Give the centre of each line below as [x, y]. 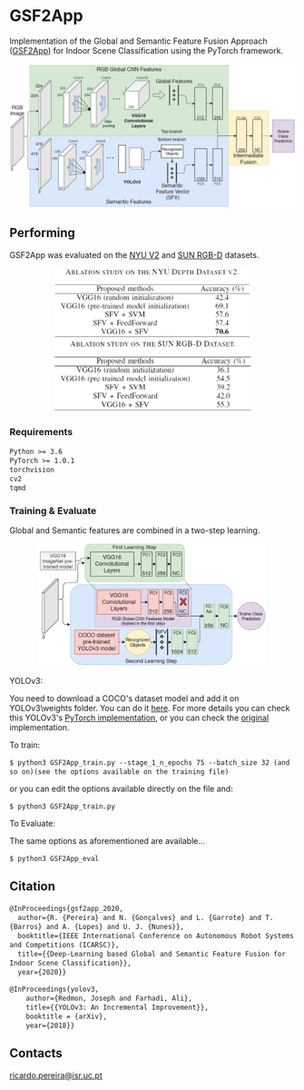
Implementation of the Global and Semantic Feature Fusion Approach [138, 41]
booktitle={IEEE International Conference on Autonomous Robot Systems [156, 936]
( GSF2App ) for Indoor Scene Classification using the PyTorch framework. [147, 50]
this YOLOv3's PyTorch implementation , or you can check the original [139, 718]
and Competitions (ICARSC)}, [64, 945]
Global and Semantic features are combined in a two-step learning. [135, 530]
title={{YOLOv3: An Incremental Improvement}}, [117, 1007]
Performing [42, 233]
